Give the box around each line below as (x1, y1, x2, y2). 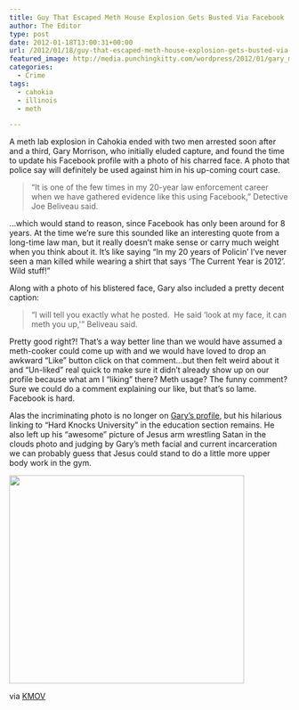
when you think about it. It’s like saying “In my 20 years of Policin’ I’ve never (9, 247, 287, 257)
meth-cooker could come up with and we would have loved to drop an (9, 346, 267, 356)
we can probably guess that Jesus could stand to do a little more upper (9, 448, 271, 459)
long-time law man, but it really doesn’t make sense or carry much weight (9, 237, 279, 248)
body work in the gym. (9, 458, 92, 469)
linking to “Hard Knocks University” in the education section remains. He (9, 420, 275, 430)
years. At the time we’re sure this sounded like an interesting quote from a (9, 228, 280, 239)
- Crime (17, 71, 46, 80)
